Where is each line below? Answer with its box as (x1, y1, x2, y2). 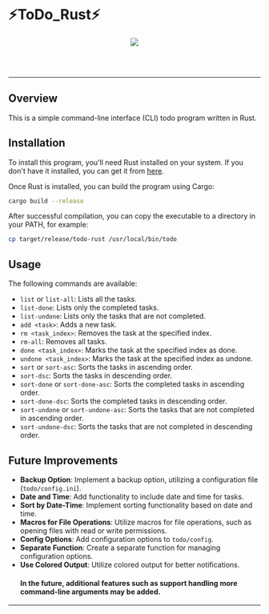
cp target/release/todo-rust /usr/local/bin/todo (8, 235, 178, 243)
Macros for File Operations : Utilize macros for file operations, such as (19, 517, 252, 527)
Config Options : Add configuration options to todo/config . (19, 534, 214, 544)
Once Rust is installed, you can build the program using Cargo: (8, 181, 215, 191)
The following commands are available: (8, 279, 138, 288)
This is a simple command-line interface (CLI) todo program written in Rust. (8, 113, 257, 122)
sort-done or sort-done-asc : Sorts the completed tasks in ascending (19, 379, 245, 389)
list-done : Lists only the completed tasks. (19, 303, 159, 312)
